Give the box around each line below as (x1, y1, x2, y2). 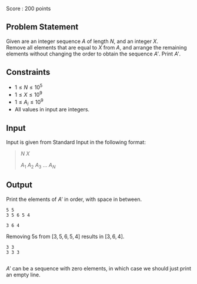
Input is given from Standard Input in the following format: (6, 138, 146, 146)
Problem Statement (6, 22, 79, 32)
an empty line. (6, 271, 41, 278)
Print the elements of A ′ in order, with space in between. (6, 196, 142, 203)
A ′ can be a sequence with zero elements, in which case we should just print (6, 265, 192, 272)
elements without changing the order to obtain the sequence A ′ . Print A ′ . (6, 50, 181, 57)
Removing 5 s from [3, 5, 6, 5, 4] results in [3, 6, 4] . (6, 233, 125, 240)
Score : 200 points (6, 5, 51, 12)
